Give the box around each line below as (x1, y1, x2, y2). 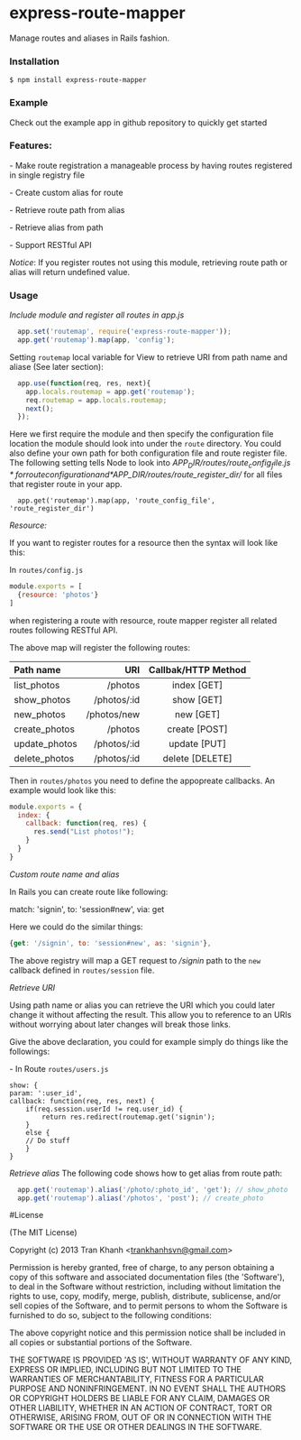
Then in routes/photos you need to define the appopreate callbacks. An (9, 775, 276, 786)
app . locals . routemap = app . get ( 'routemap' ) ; (25, 387, 196, 396)
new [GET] (174, 707, 221, 720)
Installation (9, 55, 60, 68)
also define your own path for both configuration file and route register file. (9, 448, 287, 458)
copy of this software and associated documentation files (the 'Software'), (9, 1271, 286, 1283)
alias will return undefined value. (9, 266, 131, 277)
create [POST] (167, 723, 228, 735)
